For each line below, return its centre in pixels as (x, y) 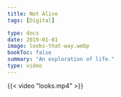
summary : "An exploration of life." (61, 59)
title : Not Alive (33, 14)
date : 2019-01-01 (33, 39)
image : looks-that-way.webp (49, 46)
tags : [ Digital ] (31, 20)
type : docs (23, 33)
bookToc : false (30, 53)
